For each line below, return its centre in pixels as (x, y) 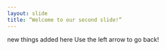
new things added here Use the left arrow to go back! (83, 39)
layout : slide (28, 13)
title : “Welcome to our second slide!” (65, 20)
